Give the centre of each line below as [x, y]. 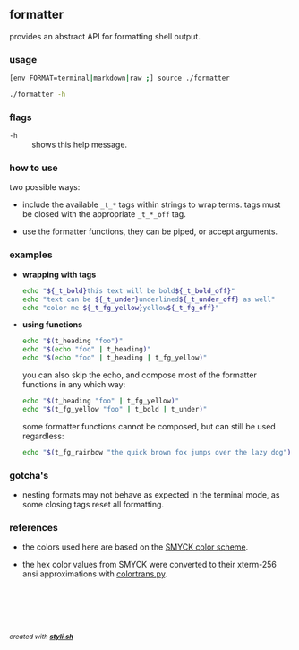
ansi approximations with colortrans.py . [95, 574]
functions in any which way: [74, 384]
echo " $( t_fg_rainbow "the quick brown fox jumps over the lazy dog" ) [157, 452]
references [34, 527]
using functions [52, 325]
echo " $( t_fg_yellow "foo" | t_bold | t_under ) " [115, 409]
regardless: [43, 436]
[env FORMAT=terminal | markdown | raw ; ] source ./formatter [120, 78]
